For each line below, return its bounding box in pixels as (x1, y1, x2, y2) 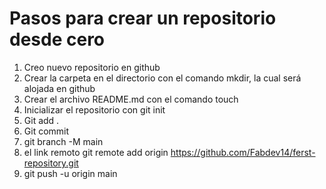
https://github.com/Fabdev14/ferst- (170, 146, 316, 158)
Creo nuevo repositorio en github (23, 61, 161, 73)
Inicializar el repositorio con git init (23, 103, 166, 116)
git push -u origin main (23, 167, 118, 179)
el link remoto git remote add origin (23, 146, 169, 158)
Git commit (23, 125, 70, 137)
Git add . (23, 114, 60, 126)
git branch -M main (23, 135, 104, 147)
